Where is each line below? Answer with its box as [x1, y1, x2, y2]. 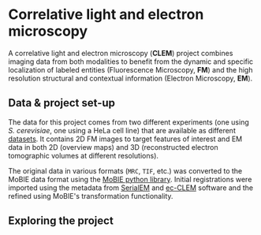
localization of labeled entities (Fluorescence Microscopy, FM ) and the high [8, 65, 253, 74]
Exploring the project [8, 214, 114, 228]
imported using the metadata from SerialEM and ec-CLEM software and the [8, 183, 254, 192]
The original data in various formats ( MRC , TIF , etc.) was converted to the [8, 166, 243, 175]
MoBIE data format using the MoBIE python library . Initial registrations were [8, 174, 252, 184]
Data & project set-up [8, 96, 116, 110]
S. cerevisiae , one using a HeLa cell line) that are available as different [8, 125, 237, 135]
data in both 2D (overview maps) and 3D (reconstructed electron [8, 142, 218, 151]
